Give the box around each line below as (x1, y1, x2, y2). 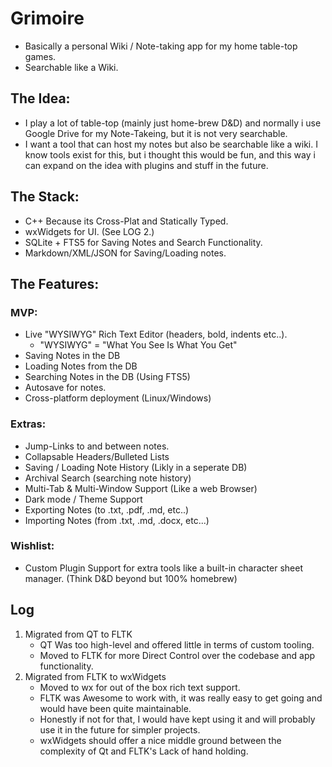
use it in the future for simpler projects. (39, 723, 201, 736)
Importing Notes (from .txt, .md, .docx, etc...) (24, 514, 210, 526)
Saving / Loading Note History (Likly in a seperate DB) (24, 461, 248, 473)
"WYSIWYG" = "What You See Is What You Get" (39, 339, 238, 351)
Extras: (10, 417, 47, 431)
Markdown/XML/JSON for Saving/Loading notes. (24, 247, 227, 259)
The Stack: (10, 188, 80, 206)
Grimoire (10, 7, 85, 30)
